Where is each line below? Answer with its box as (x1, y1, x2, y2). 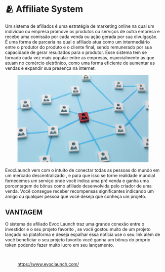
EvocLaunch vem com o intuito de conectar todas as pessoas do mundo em (5, 167, 160, 173)
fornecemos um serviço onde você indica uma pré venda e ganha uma (5, 178, 149, 184)
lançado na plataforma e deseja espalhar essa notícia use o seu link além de (5, 231, 161, 237)
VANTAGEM (5, 208, 43, 216)
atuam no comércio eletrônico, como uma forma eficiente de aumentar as (5, 60, 155, 66)
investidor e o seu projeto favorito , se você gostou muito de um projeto (5, 227, 151, 232)
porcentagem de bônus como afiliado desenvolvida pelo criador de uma (5, 183, 152, 189)
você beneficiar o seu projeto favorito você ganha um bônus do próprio (5, 237, 151, 243)
